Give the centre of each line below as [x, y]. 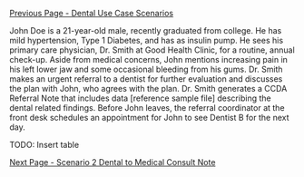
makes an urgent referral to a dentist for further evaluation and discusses [146, 79]
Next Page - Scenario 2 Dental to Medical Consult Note [113, 162]
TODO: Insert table [44, 145]
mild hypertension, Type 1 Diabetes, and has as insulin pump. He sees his [147, 40]
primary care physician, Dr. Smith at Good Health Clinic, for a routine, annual [152, 50]
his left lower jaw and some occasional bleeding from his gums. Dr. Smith [146, 69]
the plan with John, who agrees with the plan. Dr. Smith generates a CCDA [148, 88]
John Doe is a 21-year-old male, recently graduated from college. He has [146, 30]
